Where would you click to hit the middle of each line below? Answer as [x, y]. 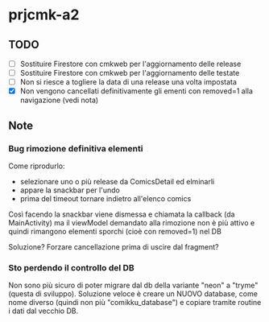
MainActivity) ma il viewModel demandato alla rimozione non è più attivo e [132, 222]
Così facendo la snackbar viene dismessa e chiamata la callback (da [122, 214]
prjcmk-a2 [44, 15]
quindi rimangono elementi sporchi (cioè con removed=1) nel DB [115, 231]
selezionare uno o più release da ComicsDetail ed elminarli [117, 181]
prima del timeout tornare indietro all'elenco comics [106, 198]
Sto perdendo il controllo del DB [71, 267]
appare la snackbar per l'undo [70, 190]
